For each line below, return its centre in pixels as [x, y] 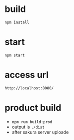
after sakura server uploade [40, 132]
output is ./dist [28, 127]
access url [27, 75]
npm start [15, 55]
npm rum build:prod [32, 122]
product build [33, 108]
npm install [17, 22]
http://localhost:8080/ [29, 88]
